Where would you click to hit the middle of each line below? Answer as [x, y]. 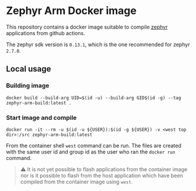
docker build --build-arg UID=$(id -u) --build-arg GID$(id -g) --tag [94, 98]
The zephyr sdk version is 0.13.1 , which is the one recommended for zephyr [98, 44]
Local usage [29, 69]
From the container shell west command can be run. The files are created [94, 145]
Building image [28, 86]
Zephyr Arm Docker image [71, 11]
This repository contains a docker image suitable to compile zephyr [87, 27]
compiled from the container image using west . [76, 182]
